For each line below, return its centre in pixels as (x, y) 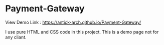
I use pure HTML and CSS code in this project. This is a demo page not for (82, 32)
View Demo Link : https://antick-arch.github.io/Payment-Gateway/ (73, 22)
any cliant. (16, 37)
